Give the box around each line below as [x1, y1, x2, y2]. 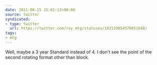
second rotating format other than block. [5, 54, 90, 60]
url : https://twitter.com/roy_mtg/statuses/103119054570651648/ [10, 26, 147, 31]
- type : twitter [5, 21, 39, 26]
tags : [5, 30, 17, 35]
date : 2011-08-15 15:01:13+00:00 [5, 7, 75, 12]
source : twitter [5, 12, 39, 17]
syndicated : [5, 16, 30, 21]
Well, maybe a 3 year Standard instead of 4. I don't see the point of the [5, 48, 152, 55]
